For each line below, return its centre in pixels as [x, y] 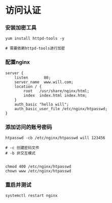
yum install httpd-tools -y [35, 39]
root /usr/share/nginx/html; [57, 91]
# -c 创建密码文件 [22, 148]
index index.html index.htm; [55, 95]
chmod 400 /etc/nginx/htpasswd [38, 167]
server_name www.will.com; [44, 82]
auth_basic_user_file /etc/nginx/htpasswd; [61, 109]
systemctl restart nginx [31, 196]
